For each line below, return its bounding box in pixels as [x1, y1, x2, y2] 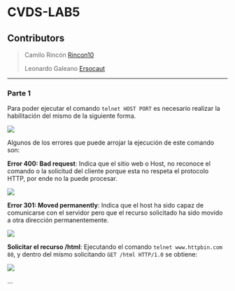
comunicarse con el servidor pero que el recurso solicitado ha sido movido [7, 208, 223, 217]
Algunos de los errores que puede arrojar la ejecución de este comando [7, 138, 215, 147]
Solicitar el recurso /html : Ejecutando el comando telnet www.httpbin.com [7, 243, 222, 251]
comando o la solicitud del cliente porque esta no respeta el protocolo [7, 167, 209, 175]
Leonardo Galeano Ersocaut [24, 65, 106, 72]
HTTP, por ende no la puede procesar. [7, 175, 117, 183]
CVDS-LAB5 [7, 4, 80, 20]
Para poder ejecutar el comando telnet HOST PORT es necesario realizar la [7, 104, 220, 113]
